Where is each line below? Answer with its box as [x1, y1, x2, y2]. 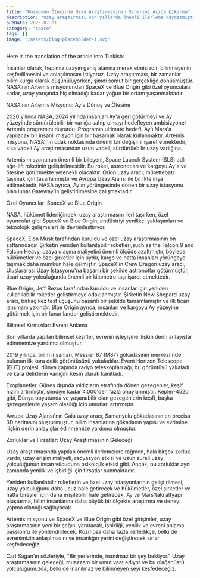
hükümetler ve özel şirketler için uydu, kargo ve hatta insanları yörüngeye [6, 254, 186, 261]
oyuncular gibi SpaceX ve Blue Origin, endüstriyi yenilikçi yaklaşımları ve [6, 217, 183, 224]
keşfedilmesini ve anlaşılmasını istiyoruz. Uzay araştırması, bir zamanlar [6, 71, 182, 78]
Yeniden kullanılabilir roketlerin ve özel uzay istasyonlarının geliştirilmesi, [6, 478, 184, 486]
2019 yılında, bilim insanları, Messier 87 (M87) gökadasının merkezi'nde [6, 351, 182, 358]
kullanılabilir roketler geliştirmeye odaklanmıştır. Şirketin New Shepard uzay [6, 291, 190, 298]
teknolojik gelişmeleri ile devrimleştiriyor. [6, 224, 106, 230]
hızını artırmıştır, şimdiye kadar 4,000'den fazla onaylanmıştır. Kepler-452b [6, 388, 189, 395]
